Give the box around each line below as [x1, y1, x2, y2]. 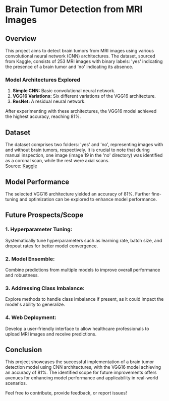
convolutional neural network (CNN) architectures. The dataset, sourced [5, 53, 155, 59]
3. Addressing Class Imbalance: [5, 285, 85, 292]
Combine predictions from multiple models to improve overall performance [5, 266, 160, 273]
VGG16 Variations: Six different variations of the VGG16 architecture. [12, 93, 156, 99]
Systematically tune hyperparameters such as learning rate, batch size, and [5, 237, 162, 243]
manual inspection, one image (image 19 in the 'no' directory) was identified [5, 152, 163, 158]
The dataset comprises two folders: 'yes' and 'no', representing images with [5, 142, 163, 148]
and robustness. [5, 272, 39, 278]
